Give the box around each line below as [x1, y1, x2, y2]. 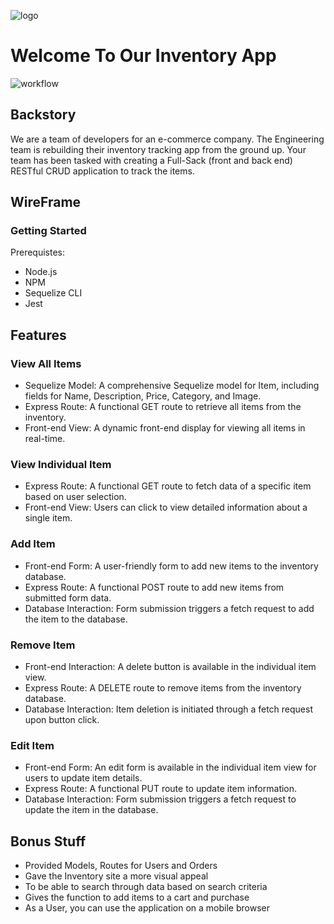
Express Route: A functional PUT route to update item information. [24, 783, 298, 795]
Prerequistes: [10, 246, 66, 259]
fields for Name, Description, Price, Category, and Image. [24, 390, 262, 402]
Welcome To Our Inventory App [10, 45, 277, 67]
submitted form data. [24, 591, 112, 604]
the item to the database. [24, 613, 128, 625]
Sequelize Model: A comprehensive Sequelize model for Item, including [24, 380, 320, 392]
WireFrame [10, 194, 82, 211]
